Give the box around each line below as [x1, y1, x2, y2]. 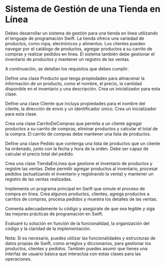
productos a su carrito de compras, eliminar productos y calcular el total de [5, 125, 158, 131]
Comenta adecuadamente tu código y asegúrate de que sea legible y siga [5, 206, 155, 211]
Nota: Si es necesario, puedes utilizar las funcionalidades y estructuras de [5, 235, 156, 241]
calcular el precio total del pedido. [5, 151, 74, 157]
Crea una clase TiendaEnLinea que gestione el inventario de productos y [5, 160, 153, 166]
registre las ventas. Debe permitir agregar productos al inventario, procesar [5, 166, 159, 172]
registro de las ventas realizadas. [5, 176, 72, 182]
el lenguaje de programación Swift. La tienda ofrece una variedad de [5, 35, 144, 41]
